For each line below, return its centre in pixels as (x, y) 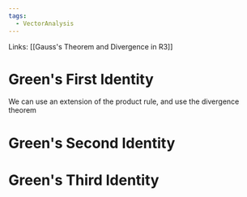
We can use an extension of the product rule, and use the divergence (124, 101)
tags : (17, 16)
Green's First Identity (81, 79)
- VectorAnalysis (45, 24)
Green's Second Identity (92, 143)
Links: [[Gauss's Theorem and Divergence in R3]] (91, 46)
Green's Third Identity (84, 180)
